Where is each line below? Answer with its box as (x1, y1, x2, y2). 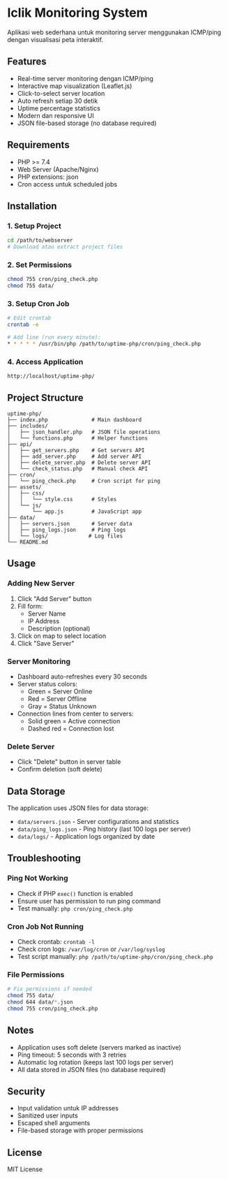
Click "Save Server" (17, 639, 75, 647)
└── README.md (7, 538, 49, 546)
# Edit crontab (7, 314, 52, 322)
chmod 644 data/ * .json (7, 999, 73, 1006)
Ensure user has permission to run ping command (17, 897, 161, 905)
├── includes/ (7, 422, 49, 429)
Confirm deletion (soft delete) (17, 765, 102, 774)
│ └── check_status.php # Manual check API (7, 465, 149, 472)
